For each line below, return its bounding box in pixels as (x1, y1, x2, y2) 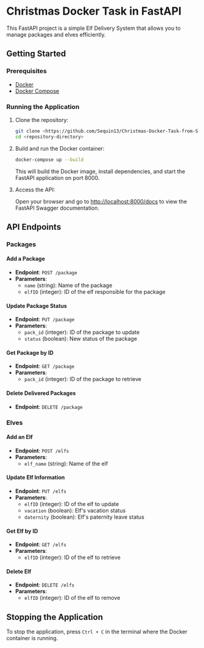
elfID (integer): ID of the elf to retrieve (24, 554, 121, 561)
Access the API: (15, 186, 55, 193)
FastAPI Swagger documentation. (15, 204, 99, 212)
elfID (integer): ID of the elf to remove (24, 594, 121, 602)
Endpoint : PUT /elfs (15, 488, 67, 494)
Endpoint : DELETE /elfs (15, 581, 75, 589)
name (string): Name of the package (24, 282, 113, 289)
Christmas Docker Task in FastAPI (6, 4, 181, 18)
